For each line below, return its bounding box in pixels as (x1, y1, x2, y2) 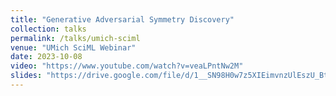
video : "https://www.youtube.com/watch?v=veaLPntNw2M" (10, 61, 244, 71)
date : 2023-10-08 (10, 52, 83, 62)
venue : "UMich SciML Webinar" (10, 42, 137, 53)
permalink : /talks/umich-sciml (10, 33, 141, 43)
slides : (10, 71, 43, 81)
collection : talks (10, 24, 87, 34)
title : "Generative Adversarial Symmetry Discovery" (10, 14, 235, 25)
